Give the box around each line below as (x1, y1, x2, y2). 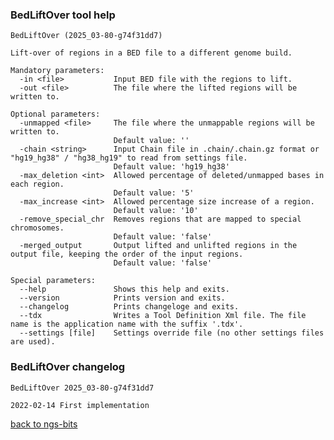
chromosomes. (10, 223, 65, 233)
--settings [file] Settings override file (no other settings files (19, 328, 325, 338)
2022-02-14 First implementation (10, 400, 150, 410)
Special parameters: (10, 276, 97, 286)
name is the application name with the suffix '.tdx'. (10, 319, 244, 330)
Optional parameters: (10, 109, 101, 120)
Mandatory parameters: (10, 66, 105, 76)
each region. (10, 179, 65, 190)
